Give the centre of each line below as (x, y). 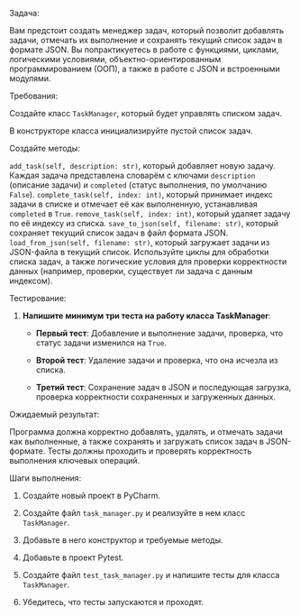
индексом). (31, 280)
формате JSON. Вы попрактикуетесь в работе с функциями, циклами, (144, 50)
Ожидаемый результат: (55, 414)
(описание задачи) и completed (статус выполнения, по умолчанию (138, 185)
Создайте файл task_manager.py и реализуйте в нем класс (134, 513)
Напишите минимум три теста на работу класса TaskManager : (147, 316)
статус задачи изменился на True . (101, 343)
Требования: (34, 96)
